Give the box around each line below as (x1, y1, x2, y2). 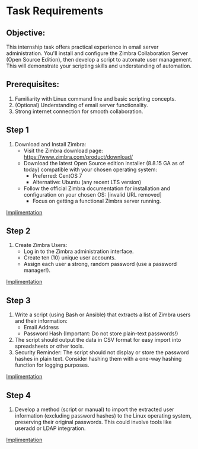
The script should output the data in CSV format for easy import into (14, 336, 181, 344)
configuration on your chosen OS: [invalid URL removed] (23, 191, 162, 198)
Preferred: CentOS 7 (32, 172, 82, 179)
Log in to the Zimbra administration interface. (23, 248, 135, 255)
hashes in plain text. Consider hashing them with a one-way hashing (14, 355, 182, 363)
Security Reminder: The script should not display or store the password (14, 349, 189, 356)
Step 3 (6, 295, 31, 306)
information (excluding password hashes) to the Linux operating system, (14, 412, 192, 419)
